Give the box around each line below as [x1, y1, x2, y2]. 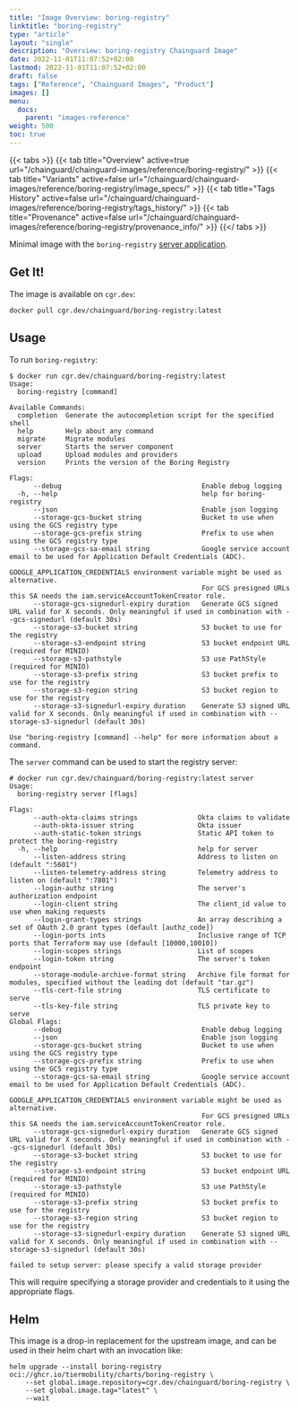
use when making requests [9, 907, 106, 916]
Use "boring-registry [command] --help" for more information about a [9, 732, 278, 741]
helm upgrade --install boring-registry [9, 1362, 163, 1371]
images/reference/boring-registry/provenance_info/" [9, 221, 204, 232]
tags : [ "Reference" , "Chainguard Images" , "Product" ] [9, 80, 215, 89]
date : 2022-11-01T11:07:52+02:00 [9, 55, 134, 64]
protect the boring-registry [9, 836, 118, 845]
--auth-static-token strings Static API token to [32, 828, 275, 837]
